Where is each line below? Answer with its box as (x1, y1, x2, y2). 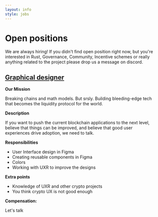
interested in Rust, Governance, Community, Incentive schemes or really (5, 54, 150, 60)
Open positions (5, 33, 68, 44)
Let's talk (5, 208, 23, 214)
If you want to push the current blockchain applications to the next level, (5, 120, 150, 126)
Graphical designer (5, 73, 65, 81)
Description (5, 110, 30, 116)
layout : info (5, 7, 32, 12)
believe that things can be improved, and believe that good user (5, 125, 133, 131)
